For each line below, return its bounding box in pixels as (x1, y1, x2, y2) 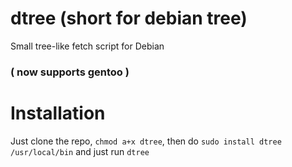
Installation (10, 102, 106, 125)
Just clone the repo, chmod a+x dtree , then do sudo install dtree (10, 135, 282, 147)
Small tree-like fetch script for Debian (10, 40, 165, 52)
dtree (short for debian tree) (10, 7, 248, 30)
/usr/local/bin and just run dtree (10, 145, 150, 157)
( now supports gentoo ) (10, 65, 130, 79)
